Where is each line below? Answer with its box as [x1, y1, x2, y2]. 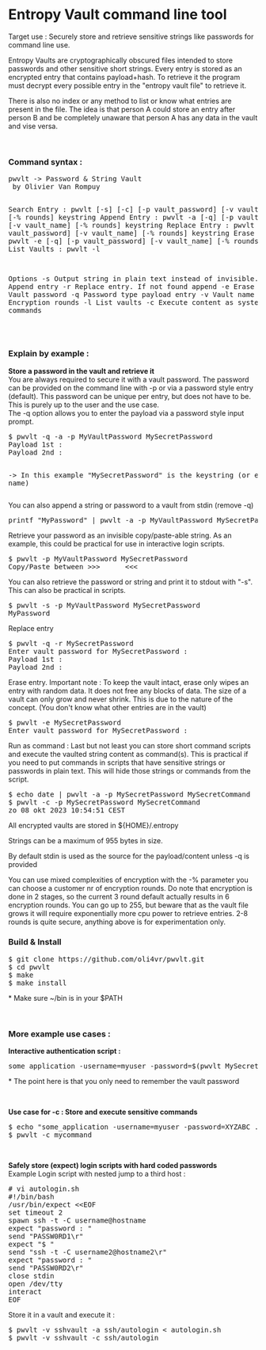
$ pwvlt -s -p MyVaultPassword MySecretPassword [8, 600, 200, 610]
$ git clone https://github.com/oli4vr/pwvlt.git [8, 954, 205, 964]
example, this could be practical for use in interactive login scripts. [8, 538, 225, 548]
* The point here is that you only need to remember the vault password [8, 1077, 240, 1086]
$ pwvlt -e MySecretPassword [8, 718, 121, 727]
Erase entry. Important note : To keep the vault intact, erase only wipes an [8, 677, 249, 686]
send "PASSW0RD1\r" [8, 1232, 84, 1241]
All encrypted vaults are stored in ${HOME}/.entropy [8, 820, 179, 830]
